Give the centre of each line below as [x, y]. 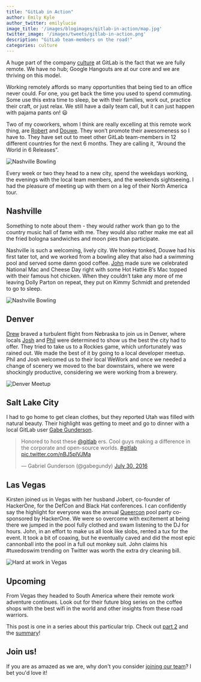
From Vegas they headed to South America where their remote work [91, 595]
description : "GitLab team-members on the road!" [70, 40]
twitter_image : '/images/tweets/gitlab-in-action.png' [76, 34]
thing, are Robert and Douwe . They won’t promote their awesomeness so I [98, 131]
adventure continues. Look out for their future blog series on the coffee [94, 602]
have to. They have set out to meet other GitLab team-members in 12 [91, 137]
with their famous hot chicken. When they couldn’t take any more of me [94, 276]
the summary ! [23, 633]
